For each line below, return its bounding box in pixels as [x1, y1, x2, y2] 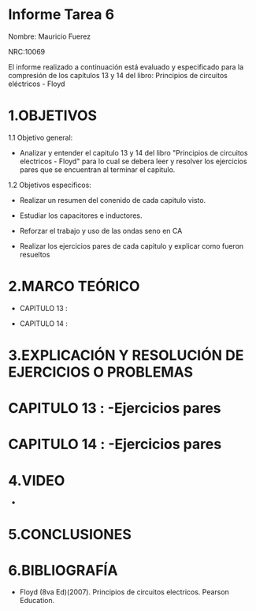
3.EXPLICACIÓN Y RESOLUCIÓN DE [8, 347, 244, 364]
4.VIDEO [8, 471, 65, 489]
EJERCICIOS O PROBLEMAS [8, 363, 194, 380]
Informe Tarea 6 [8, 6, 115, 24]
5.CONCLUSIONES [8, 525, 132, 543]
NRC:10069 [8, 47, 46, 56]
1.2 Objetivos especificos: [8, 180, 92, 189]
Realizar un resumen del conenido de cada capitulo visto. [19, 195, 206, 204]
